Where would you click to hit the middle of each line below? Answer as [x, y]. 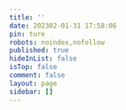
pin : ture [28, 34]
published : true [39, 51]
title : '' [28, 17]
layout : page [33, 83]
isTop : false [33, 67]
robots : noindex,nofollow [57, 42]
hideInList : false [43, 59]
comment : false [37, 75]
